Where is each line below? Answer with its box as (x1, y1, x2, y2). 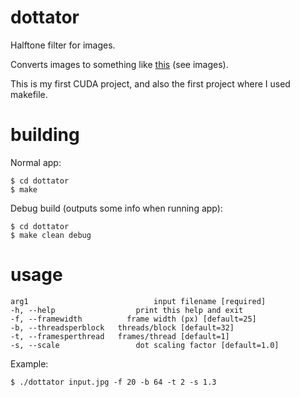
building (10, 124, 80, 146)
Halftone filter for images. (10, 39, 116, 51)
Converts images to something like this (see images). (10, 58, 229, 70)
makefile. (10, 88, 48, 100)
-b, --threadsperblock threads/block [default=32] (10, 322, 235, 333)
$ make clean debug (10, 230, 92, 240)
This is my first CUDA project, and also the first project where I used (10, 77, 291, 90)
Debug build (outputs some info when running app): (10, 202, 223, 214)
